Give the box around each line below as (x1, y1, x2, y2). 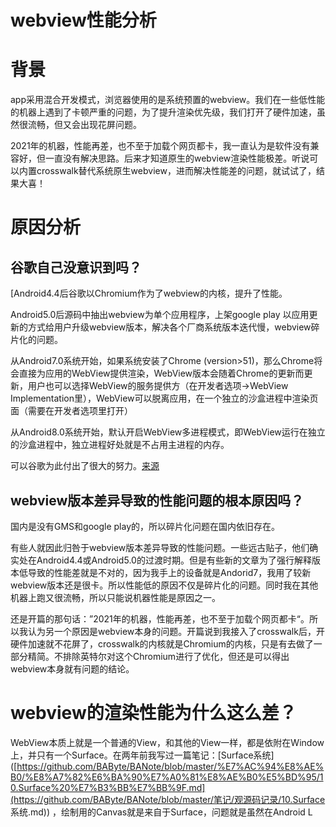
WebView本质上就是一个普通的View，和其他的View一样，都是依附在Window (10, 736, 325, 748)
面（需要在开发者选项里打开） (10, 405, 133, 417)
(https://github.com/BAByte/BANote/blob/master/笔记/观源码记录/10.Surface (10, 793, 326, 805)
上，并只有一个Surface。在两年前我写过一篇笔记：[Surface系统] (10, 749, 275, 761)
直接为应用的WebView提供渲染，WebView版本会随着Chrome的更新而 (18, 367, 305, 380)
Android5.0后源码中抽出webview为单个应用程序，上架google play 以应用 (10, 309, 310, 321)
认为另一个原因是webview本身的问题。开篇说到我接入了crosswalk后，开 (27, 625, 325, 637)
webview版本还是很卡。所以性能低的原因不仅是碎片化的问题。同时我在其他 (10, 579, 319, 591)
